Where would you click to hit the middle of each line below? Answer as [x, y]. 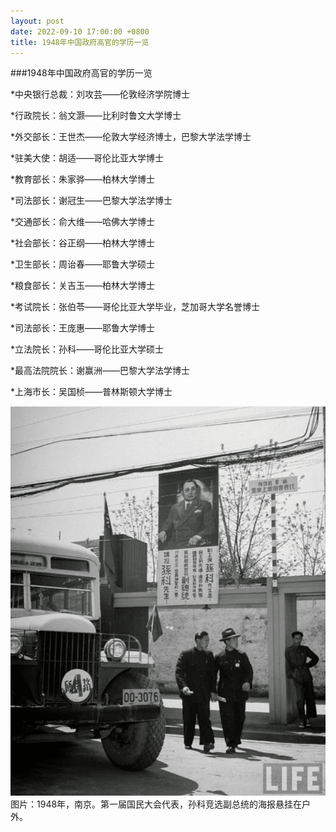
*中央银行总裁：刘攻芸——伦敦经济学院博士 [100, 94]
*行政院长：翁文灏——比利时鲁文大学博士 [96, 116]
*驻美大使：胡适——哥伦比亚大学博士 [87, 158]
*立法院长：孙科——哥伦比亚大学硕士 [87, 349]
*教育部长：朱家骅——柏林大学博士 [83, 179]
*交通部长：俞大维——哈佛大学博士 [83, 222]
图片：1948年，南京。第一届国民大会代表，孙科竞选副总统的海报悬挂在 [156, 804]
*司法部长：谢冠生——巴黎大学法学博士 [91, 201]
